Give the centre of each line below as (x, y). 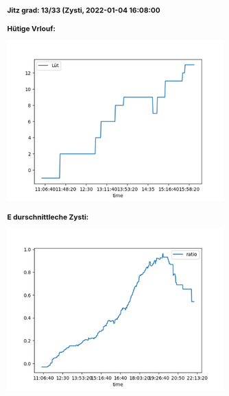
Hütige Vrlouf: (32, 28)
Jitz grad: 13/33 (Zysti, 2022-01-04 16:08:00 (84, 10)
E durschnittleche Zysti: (48, 217)
